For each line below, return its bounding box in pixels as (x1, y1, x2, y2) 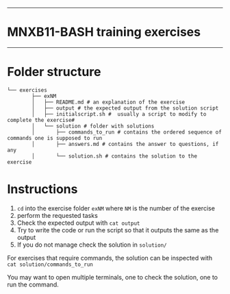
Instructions (7, 182, 78, 197)
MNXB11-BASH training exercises (7, 25, 201, 40)
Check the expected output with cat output (16, 219, 140, 227)
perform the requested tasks (16, 211, 98, 219)
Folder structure (7, 64, 101, 79)
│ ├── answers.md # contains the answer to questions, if (31, 140, 219, 147)
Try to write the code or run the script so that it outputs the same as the (16, 225, 219, 234)
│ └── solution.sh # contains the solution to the (31, 152, 197, 160)
